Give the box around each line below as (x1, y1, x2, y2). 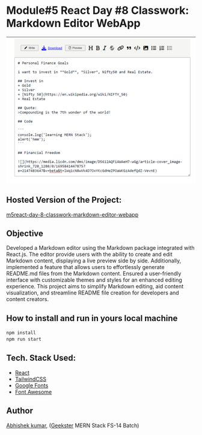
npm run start (6, 336, 42, 343)
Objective (6, 228, 44, 238)
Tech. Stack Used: (6, 353, 76, 363)
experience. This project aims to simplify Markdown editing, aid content (6, 283, 184, 290)
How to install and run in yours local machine (6, 313, 178, 323)
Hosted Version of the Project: (6, 195, 122, 205)
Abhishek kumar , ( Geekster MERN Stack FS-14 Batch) (6, 422, 139, 429)
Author (6, 405, 33, 416)
